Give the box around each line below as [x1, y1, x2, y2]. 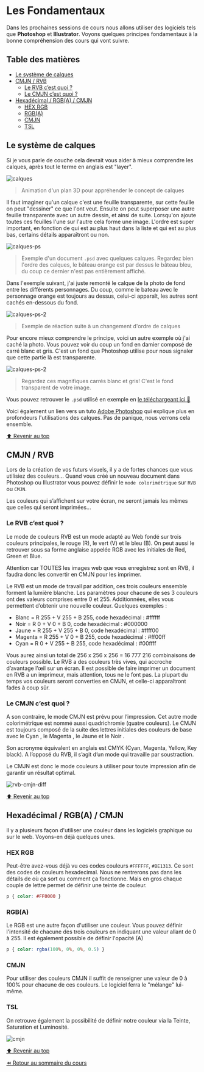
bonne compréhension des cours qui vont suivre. [6, 37, 130, 44]
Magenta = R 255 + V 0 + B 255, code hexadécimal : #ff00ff [15, 633, 166, 641]
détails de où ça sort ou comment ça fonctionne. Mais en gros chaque [6, 875, 183, 882]
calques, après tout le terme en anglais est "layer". [6, 163, 133, 170]
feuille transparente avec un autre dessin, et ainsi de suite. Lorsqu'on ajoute [6, 211, 197, 218]
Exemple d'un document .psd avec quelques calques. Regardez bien [21, 254, 194, 262]
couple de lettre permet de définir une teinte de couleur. [6, 882, 147, 889]
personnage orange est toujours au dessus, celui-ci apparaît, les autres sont [6, 292, 198, 300]
